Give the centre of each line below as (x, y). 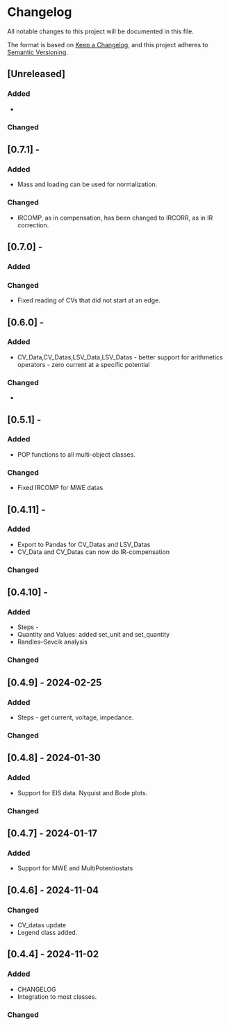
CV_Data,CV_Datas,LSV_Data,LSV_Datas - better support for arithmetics (120, 357)
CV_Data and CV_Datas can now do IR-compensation (93, 552)
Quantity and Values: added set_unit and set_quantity (93, 635)
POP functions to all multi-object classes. (76, 454)
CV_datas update (42, 925)
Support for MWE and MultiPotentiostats (75, 868)
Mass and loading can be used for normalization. (87, 184)
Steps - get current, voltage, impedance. (75, 717)
